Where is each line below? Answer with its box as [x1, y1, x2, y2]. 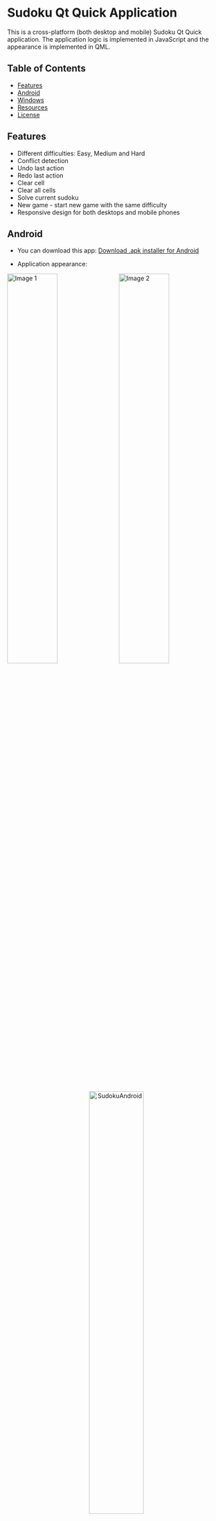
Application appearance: [17, 260, 88, 268]
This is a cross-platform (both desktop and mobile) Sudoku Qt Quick [7, 28, 202, 36]
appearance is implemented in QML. [7, 42, 111, 51]
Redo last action [17, 171, 64, 180]
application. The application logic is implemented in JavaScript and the [7, 35, 209, 43]
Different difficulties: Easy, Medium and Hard [17, 149, 145, 157]
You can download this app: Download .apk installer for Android [17, 246, 199, 255]
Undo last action [17, 164, 64, 172]
